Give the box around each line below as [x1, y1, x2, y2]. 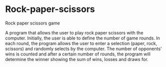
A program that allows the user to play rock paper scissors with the [5, 29, 143, 35]
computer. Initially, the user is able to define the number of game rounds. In [5, 35, 160, 41]
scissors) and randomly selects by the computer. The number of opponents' [5, 45, 162, 51]
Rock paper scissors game [5, 20, 60, 26]
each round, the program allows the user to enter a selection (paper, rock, [5, 40, 157, 46]
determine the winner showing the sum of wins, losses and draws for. [5, 56, 148, 62]
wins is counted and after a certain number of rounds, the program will [5, 51, 151, 57]
